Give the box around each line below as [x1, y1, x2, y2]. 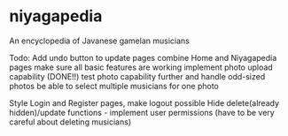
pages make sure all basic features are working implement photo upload [9, 62, 273, 72]
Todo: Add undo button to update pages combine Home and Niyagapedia [9, 52, 277, 63]
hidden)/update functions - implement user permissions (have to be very [9, 107, 275, 117]
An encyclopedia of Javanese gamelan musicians [9, 35, 191, 46]
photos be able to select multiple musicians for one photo [9, 80, 219, 91]
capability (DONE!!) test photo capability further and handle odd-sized [9, 71, 266, 81]
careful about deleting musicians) [9, 117, 132, 127]
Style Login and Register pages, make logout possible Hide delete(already [9, 97, 280, 108]
